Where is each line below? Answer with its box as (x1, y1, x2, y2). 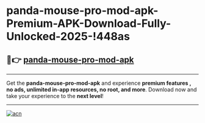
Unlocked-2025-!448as (6, 30, 130, 43)
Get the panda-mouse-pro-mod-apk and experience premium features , (6, 80, 192, 86)
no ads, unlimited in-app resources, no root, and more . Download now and (6, 86, 197, 93)
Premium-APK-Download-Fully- (6, 16, 171, 30)
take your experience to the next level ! (6, 93, 104, 99)
